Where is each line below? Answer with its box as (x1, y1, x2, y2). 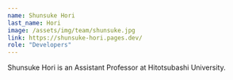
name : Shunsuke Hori (7, 11, 76, 20)
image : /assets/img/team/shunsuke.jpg (7, 26, 136, 34)
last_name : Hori (7, 19, 61, 27)
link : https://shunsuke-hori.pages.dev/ (7, 33, 143, 42)
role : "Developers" (7, 41, 72, 49)
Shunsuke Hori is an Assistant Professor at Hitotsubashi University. (7, 63, 227, 72)
